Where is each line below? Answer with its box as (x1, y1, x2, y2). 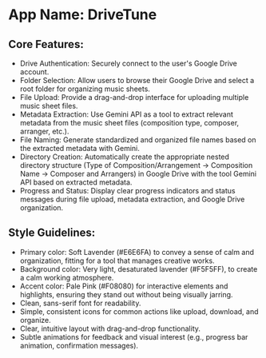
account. (19, 67, 50, 77)
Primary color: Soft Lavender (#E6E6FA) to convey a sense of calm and (19, 247, 254, 257)
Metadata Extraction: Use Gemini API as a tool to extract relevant (19, 109, 234, 119)
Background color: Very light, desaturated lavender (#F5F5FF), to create (19, 264, 258, 273)
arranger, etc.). (19, 126, 69, 136)
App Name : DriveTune (8, 6, 157, 24)
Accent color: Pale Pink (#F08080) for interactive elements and (19, 281, 228, 291)
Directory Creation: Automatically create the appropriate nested (19, 152, 230, 161)
